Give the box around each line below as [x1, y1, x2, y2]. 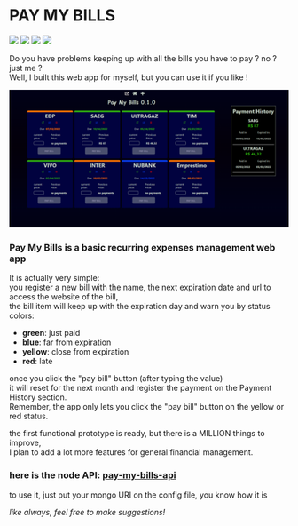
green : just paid [21, 328, 81, 339]
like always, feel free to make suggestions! [9, 506, 166, 517]
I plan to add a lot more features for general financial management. [9, 447, 254, 458]
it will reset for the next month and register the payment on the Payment [9, 383, 272, 394]
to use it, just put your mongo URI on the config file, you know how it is [9, 490, 268, 500]
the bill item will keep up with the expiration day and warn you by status [9, 301, 271, 312]
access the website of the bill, [9, 291, 119, 302]
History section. [9, 392, 67, 402]
